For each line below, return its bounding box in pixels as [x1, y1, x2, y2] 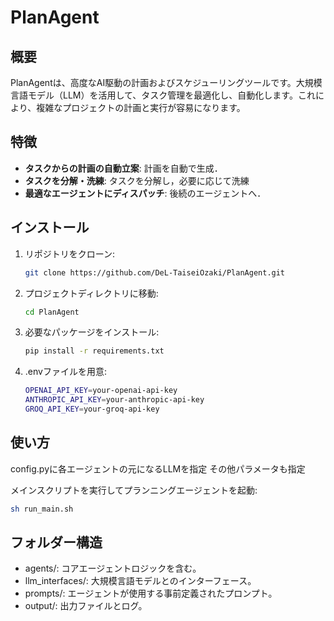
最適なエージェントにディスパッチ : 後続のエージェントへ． [24, 187, 267, 199]
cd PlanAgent [24, 307, 80, 317]
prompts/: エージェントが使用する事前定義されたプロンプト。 [24, 587, 278, 600]
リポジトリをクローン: [24, 247, 116, 260]
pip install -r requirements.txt [24, 346, 165, 356]
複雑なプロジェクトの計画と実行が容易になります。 [36, 102, 246, 113]
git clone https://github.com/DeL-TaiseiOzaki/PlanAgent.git [24, 267, 286, 278]
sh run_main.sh [10, 504, 74, 514]
